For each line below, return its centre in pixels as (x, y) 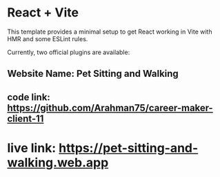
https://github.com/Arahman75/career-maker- (110, 108)
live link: (32, 148)
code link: (29, 97)
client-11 (26, 118)
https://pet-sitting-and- (128, 148)
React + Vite (43, 13)
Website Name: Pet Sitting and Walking (93, 74)
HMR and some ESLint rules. (48, 38)
